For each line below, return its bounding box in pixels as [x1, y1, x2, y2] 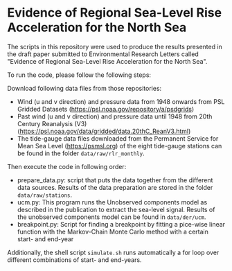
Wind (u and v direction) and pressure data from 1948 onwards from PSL [17, 97, 225, 105]
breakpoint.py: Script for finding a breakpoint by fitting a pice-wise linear [17, 220, 226, 228]
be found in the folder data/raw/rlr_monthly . [17, 149, 145, 157]
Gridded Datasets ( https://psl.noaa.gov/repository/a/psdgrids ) [17, 105, 195, 113]
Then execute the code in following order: [7, 162, 127, 171]
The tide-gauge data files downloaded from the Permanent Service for [17, 134, 219, 143]
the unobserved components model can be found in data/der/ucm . [17, 213, 206, 221]
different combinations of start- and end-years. [7, 255, 142, 264]
